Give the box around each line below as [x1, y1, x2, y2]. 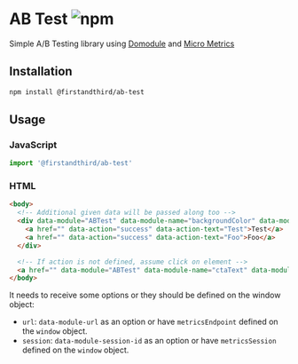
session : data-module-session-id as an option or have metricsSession [21, 336, 277, 346]
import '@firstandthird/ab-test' [9, 159, 133, 168]
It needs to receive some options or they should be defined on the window [9, 289, 281, 301]
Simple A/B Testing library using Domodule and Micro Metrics [9, 38, 235, 49]
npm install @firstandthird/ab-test [9, 87, 145, 97]
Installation [9, 64, 73, 79]
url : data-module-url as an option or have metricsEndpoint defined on [21, 316, 278, 328]
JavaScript [9, 138, 58, 151]
